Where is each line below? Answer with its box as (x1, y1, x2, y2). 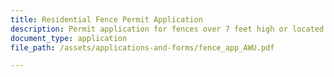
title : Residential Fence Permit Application (10, 14, 203, 25)
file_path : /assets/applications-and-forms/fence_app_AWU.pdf (10, 42, 275, 53)
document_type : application (10, 33, 128, 43)
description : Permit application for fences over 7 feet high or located (10, 24, 325, 34)
